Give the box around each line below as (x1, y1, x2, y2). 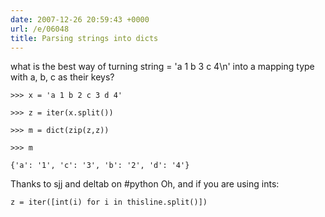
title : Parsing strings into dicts (10, 33, 159, 43)
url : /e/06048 (10, 24, 70, 34)
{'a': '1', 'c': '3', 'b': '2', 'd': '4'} (10, 161, 190, 171)
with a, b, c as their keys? (10, 71, 115, 83)
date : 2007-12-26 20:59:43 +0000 (10, 14, 150, 25)
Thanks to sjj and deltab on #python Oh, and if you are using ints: (10, 178, 280, 190)
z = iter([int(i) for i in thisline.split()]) (10, 197, 208, 208)
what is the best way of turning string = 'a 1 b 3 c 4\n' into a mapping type (10, 61, 315, 73)
